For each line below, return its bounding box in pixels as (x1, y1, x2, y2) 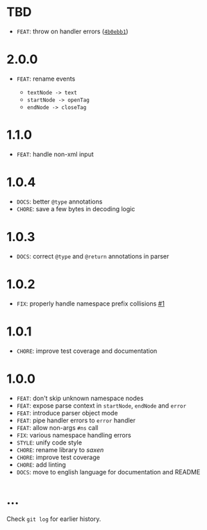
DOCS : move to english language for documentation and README (16, 467, 201, 476)
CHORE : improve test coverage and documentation (16, 347, 158, 355)
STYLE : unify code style (16, 438, 83, 447)
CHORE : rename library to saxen (16, 445, 104, 454)
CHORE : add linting (16, 460, 67, 469)
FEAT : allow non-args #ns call (16, 423, 99, 431)
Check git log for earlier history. (6, 515, 101, 523)
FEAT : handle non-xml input (16, 150, 94, 158)
